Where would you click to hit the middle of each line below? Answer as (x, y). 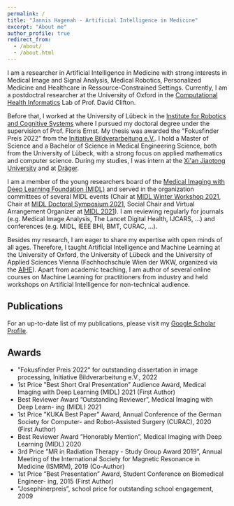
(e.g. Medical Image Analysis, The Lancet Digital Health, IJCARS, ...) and (111, 218)
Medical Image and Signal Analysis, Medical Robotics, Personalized (104, 80)
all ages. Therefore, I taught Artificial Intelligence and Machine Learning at (114, 247)
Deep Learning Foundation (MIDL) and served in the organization (101, 189)
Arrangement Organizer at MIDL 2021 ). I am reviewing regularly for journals (116, 211)
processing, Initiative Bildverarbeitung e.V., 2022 (87, 377)
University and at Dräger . (43, 168)
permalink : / (26, 14)
